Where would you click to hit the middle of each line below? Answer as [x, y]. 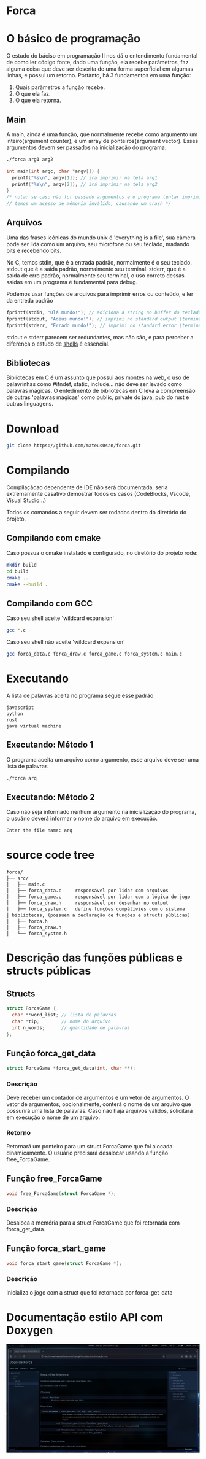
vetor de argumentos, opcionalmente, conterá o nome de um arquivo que [99, 1104]
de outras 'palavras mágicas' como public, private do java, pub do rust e [98, 397]
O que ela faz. [33, 94]
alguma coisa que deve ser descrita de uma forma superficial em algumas [100, 69]
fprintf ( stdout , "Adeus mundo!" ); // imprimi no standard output [91, 319]
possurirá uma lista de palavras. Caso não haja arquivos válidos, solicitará [100, 1110]
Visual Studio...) [26, 500]
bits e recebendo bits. [34, 250]
